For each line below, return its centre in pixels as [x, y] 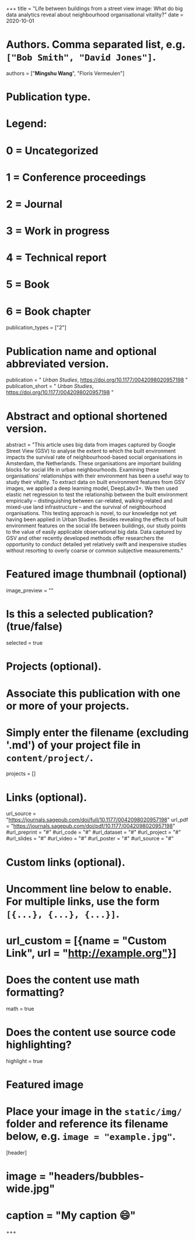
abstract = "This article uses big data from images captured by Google [91, 445]
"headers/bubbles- [96, 1176]
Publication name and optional [81, 351]
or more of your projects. [68, 706]
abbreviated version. [58, 364]
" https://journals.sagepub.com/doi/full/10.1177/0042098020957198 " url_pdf [97, 820]
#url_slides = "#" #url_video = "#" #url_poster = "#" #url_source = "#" [90, 839]
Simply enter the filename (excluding [97, 733]
